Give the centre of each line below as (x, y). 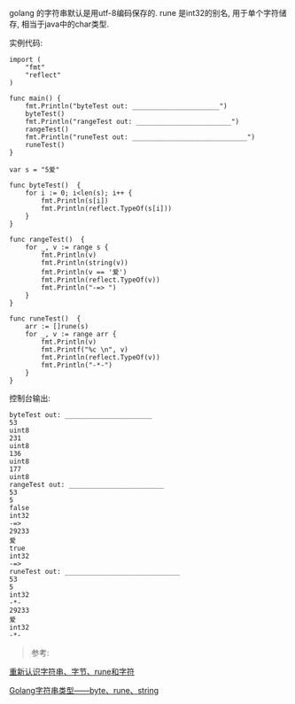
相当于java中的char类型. (65, 24)
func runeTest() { (45, 319)
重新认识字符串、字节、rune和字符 (72, 672)
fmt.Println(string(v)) (85, 263)
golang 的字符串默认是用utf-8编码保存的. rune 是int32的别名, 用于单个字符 (144, 13)
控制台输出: (30, 398)
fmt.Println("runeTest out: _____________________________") (140, 137)
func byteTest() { (45, 185)
